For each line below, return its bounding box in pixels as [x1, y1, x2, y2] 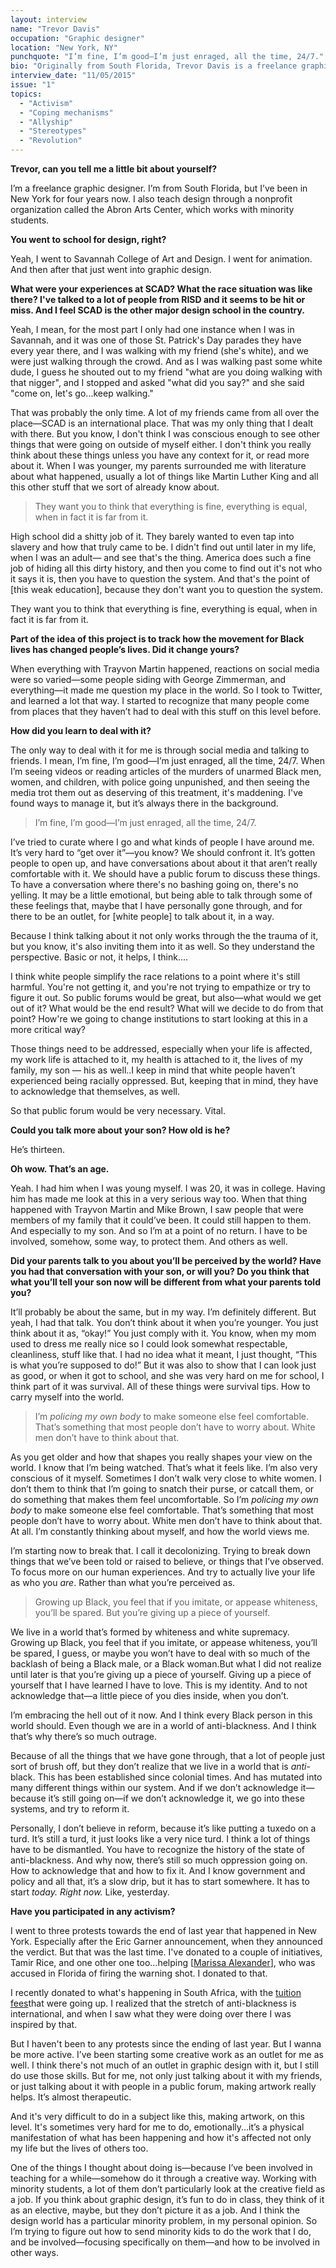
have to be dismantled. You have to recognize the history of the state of [10, 1844, 306, 1855]
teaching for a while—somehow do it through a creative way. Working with [10, 2172, 317, 2184]
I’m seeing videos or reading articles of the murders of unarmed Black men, [10, 766, 322, 777]
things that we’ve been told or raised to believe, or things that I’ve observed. [10, 1556, 325, 1567]
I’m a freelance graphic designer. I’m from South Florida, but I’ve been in [10, 182, 308, 194]
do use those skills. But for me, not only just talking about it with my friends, [10, 2070, 323, 2081]
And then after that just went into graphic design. [10, 264, 212, 275]
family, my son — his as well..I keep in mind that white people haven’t [10, 1064, 296, 1076]
